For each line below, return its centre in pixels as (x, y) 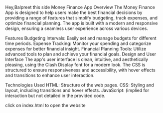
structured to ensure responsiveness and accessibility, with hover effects (80, 70)
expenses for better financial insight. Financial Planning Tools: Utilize (76, 49)
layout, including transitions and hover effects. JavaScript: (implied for (77, 90)
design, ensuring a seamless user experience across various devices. (77, 28)
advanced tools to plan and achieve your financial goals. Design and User (81, 54)
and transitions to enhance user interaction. (50, 75)
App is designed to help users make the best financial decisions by (74, 12)
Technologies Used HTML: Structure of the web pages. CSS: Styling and (80, 85)
